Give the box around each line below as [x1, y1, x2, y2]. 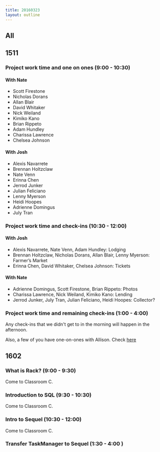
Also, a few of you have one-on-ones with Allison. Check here [5, 337, 136, 343]
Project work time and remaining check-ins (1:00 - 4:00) [5, 309, 149, 317]
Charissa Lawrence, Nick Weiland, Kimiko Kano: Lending [12, 291, 133, 298]
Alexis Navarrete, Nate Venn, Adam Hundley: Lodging [12, 246, 126, 252]
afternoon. [5, 327, 28, 333]
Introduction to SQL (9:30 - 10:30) [5, 391, 92, 398]
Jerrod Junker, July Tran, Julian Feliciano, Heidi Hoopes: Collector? [12, 297, 155, 303]
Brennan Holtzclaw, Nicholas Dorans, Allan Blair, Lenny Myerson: [12, 252, 150, 258]
